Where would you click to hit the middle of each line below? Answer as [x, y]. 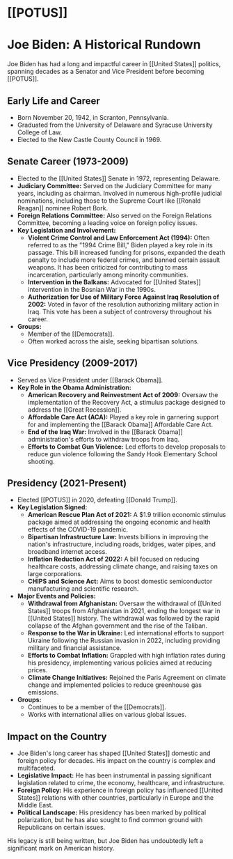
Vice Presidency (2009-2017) [73, 363]
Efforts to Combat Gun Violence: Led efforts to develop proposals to [127, 447]
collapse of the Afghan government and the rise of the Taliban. [117, 626]
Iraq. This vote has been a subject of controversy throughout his [120, 311]
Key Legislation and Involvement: [66, 230]
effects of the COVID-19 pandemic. [78, 529]
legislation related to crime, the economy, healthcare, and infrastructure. [121, 783]
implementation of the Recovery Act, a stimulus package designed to [127, 402]
